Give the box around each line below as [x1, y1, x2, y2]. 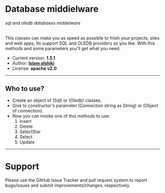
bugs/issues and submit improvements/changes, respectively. [5, 183, 131, 189]
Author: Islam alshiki [12, 60, 55, 66]
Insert [19, 118, 32, 124]
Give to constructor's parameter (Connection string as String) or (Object [12, 103, 158, 109]
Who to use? [5, 84, 45, 93]
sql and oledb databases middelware [5, 20, 81, 26]
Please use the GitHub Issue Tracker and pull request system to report [5, 177, 147, 183]
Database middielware [5, 3, 99, 15]
